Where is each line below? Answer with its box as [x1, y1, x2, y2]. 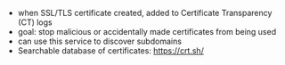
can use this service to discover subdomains [17, 36, 183, 46]
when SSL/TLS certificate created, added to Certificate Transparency [17, 8, 273, 18]
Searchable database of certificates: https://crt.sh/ [17, 45, 205, 56]
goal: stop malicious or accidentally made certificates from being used [17, 27, 277, 37]
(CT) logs [17, 17, 53, 28]
